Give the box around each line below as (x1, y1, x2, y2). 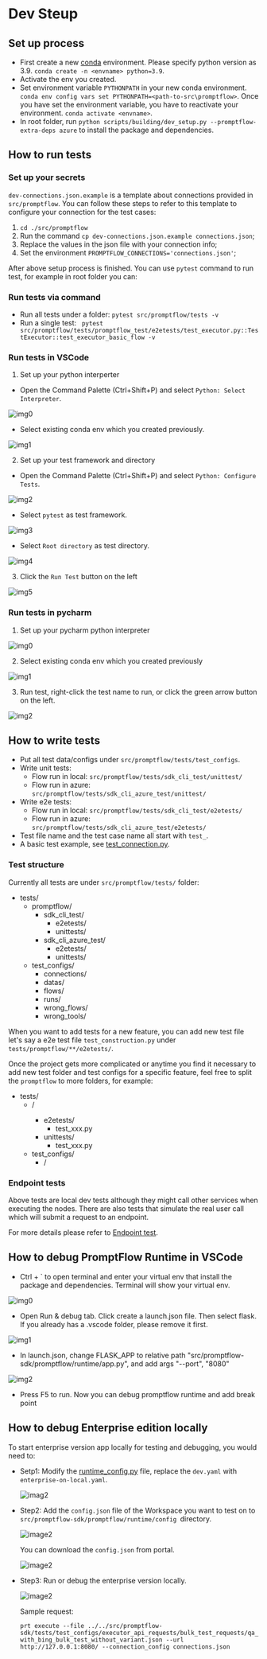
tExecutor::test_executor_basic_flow (19, 333, 145, 341)
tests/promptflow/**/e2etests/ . (8, 1043, 114, 1053)
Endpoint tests (8, 1177, 66, 1188)
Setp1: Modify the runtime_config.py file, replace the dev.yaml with (19, 1466, 237, 1476)
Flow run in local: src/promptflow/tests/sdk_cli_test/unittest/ (31, 772, 243, 781)
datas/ (43, 977, 65, 987)
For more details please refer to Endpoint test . (8, 1227, 159, 1237)
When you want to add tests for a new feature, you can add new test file (8, 1026, 245, 1036)
